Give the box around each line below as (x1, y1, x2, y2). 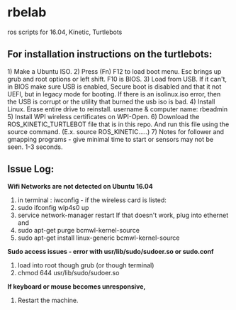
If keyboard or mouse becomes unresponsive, (7, 282, 146, 291)
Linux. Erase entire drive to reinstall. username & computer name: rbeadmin (7, 104, 228, 114)
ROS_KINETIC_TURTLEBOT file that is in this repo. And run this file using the (7, 120, 230, 128)
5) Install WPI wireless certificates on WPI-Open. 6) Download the (7, 112, 200, 121)
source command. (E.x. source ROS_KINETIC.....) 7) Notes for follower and (7, 127, 225, 135)
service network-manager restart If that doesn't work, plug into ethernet (17, 211, 229, 219)
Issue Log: (7, 163, 55, 175)
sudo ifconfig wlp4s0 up (17, 203, 89, 211)
